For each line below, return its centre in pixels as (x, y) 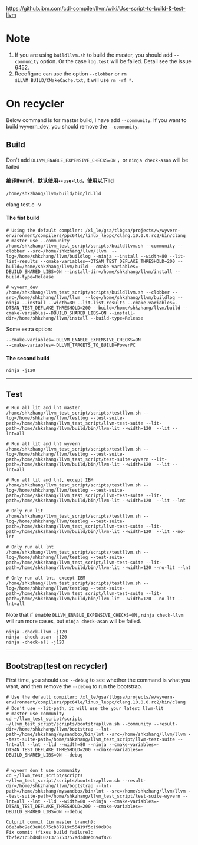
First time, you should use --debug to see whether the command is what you (98, 680)
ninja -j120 (21, 371)
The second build (28, 358)
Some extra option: (29, 329)
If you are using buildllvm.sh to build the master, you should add (93, 55)
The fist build (23, 218)
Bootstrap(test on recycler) (57, 666)
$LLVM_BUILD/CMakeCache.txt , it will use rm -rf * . (74, 80)
